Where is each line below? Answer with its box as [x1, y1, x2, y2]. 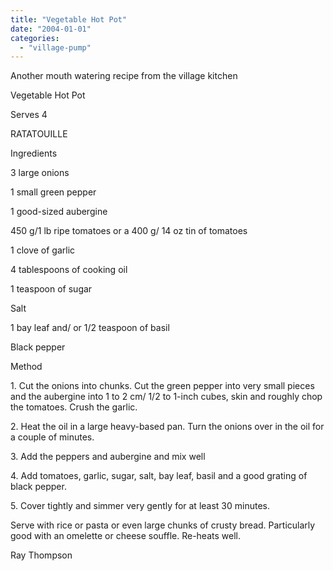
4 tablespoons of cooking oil [10, 264, 128, 276]
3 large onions [10, 167, 70, 179]
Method [10, 361, 43, 373]
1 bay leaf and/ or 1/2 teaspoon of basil [10, 322, 170, 334]
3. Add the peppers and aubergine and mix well [10, 451, 206, 463]
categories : [10, 33, 60, 43]
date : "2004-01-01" [10, 24, 92, 34]
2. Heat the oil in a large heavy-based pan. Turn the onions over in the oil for [10, 421, 325, 433]
